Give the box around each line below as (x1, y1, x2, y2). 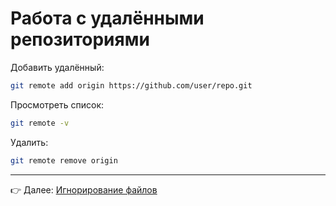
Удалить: (10, 136, 49, 148)
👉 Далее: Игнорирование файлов (10, 183, 158, 196)
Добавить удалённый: (10, 61, 105, 73)
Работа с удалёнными (10, 7, 205, 30)
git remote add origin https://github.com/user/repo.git (10, 80, 253, 91)
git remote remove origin (10, 155, 118, 166)
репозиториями (10, 28, 150, 51)
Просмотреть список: (10, 98, 105, 111)
